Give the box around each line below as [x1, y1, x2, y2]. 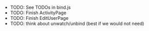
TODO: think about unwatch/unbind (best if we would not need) [10, 20, 144, 26]
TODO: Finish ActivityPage [10, 10, 67, 16]
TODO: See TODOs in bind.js [10, 5, 71, 10]
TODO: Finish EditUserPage [10, 15, 69, 21]
